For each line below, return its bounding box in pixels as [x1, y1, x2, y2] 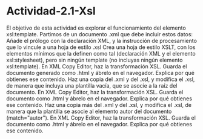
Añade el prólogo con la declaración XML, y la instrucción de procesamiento [6, 37, 197, 44]
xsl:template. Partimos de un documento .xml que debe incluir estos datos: [6, 30, 193, 37]
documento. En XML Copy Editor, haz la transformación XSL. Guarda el [6, 88, 184, 95]
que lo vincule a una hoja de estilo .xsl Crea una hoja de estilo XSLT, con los [6, 44, 196, 51]
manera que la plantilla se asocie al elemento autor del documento [6, 108, 172, 115]
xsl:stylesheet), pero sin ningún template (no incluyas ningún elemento [6, 56, 183, 63]
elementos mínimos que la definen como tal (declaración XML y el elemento [6, 50, 196, 57]
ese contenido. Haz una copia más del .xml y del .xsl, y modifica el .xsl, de [6, 101, 192, 108]
